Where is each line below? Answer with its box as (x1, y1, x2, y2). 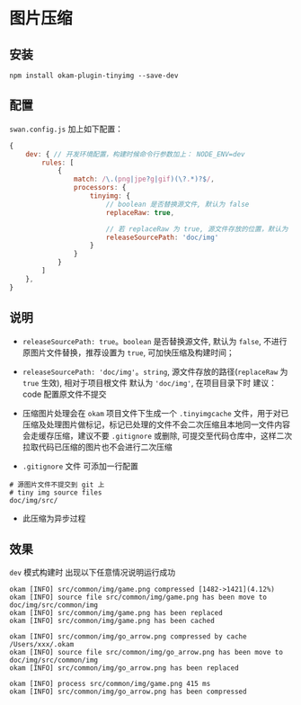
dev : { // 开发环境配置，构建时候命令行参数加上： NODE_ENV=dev (25, 149, 245, 158)
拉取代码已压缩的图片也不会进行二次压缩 (22, 442, 173, 452)
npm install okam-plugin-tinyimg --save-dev (9, 71, 179, 80)
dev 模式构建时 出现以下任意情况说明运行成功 (9, 567, 176, 578)
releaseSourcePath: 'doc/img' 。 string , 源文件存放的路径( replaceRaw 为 (22, 366, 288, 377)
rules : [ (41, 158, 75, 167)
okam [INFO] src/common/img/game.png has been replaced (9, 609, 223, 618)
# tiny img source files (9, 487, 102, 497)
